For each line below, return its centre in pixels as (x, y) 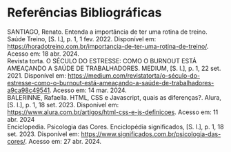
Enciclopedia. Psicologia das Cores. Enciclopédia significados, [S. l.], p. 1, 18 (115, 127)
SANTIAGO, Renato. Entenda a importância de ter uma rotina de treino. (108, 32)
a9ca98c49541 (29, 90)
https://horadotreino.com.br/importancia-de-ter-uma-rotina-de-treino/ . (108, 46)
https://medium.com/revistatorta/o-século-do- (134, 75)
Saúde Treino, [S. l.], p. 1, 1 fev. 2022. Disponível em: (82, 39)
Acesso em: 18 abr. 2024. (43, 54)
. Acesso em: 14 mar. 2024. (88, 90)
